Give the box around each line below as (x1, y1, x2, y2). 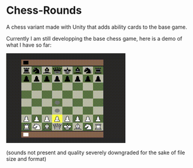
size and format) (6, 155, 46, 162)
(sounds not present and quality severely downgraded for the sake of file (6, 149, 186, 156)
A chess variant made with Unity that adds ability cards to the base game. (6, 23, 188, 30)
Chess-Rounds (6, 4, 82, 17)
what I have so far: (6, 41, 52, 48)
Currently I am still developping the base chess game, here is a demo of (6, 35, 183, 42)
